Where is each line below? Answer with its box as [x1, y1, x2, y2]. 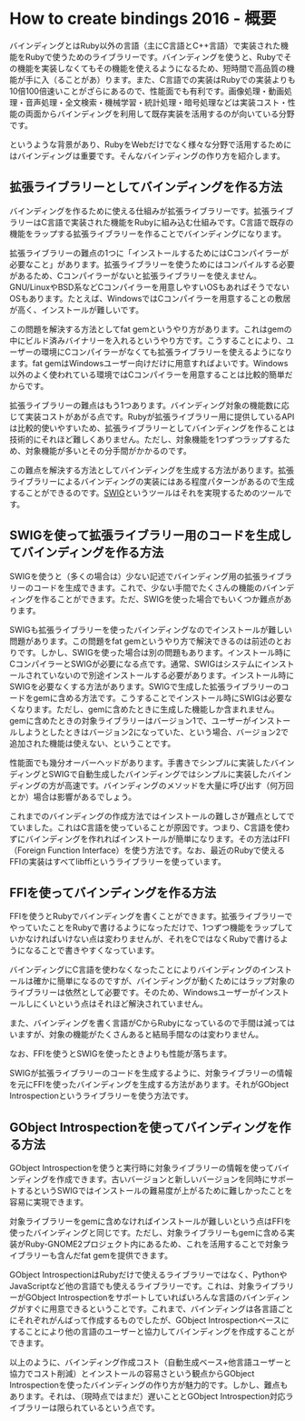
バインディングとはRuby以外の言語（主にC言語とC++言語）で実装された [9, 40, 281, 51]
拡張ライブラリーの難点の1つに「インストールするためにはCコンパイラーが [9, 247, 289, 258]
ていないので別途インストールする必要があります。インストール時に [40, 669, 295, 680]
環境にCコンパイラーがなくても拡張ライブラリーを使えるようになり [40, 346, 293, 357]
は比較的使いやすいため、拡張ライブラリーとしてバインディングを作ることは [9, 422, 295, 433]
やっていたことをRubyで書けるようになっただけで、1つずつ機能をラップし [9, 922, 286, 933]
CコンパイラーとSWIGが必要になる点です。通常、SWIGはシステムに [9, 658, 263, 669]
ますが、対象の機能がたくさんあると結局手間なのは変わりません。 [16, 1029, 264, 1040]
